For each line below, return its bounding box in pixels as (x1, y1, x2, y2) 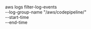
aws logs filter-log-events (5, 4, 57, 10)
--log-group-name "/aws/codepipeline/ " (5, 9, 87, 15)
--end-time (5, 19, 28, 25)
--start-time (5, 14, 29, 20)
